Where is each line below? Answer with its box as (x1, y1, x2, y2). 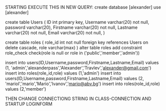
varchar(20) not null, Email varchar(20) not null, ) (5, 30, 105, 35)
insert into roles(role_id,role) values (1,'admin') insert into (5, 70, 121, 76)
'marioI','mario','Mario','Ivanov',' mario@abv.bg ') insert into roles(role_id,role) (5, 81, 160, 87)
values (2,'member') (5, 86, 46, 92)
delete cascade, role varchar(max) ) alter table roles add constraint (5, 45, 143, 50)
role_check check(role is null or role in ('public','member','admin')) (5, 50, 140, 56)
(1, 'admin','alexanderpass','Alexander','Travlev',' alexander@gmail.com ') (5, 65, 152, 71)
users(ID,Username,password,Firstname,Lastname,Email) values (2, (5, 76, 144, 81)
